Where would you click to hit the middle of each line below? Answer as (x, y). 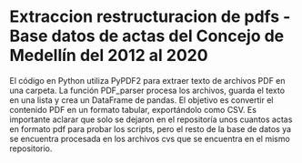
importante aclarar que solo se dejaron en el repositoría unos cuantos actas (151, 119)
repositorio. (31, 148)
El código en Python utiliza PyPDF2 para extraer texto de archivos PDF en (147, 80)
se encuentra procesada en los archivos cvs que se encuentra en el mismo (150, 138)
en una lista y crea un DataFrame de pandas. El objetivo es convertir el (141, 100)
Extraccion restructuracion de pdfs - (150, 17)
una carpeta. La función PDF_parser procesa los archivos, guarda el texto (147, 90)
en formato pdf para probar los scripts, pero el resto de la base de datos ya (151, 128)
